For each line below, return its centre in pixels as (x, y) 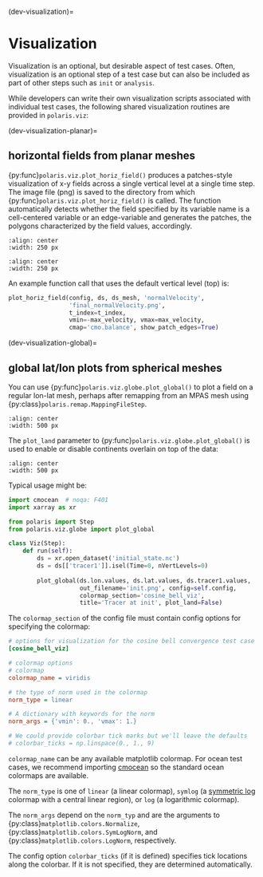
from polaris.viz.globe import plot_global (82, 529)
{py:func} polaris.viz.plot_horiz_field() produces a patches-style (120, 175)
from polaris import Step (51, 522)
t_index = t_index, (98, 313)
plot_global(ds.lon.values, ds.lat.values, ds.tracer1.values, (144, 581)
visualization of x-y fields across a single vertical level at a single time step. (131, 184)
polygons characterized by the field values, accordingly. (100, 226)
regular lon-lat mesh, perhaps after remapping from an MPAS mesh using (129, 395)
